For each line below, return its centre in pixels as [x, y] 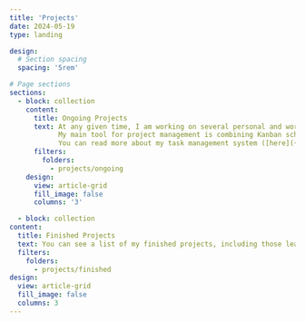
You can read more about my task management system [157, 143]
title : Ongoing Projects [80, 118]
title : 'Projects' [44, 18]
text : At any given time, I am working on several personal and [157, 127]
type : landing [36, 34]
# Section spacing [53, 60]
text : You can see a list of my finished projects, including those [150, 244]
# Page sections [40, 84]
